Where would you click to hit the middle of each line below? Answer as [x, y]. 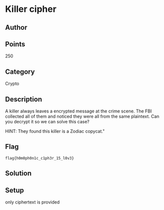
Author [16, 27]
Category [20, 72]
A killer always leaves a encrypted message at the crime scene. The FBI [79, 111]
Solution [18, 174]
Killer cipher [31, 9]
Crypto [12, 84]
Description [24, 99]
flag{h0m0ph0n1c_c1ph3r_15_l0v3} [40, 158]
